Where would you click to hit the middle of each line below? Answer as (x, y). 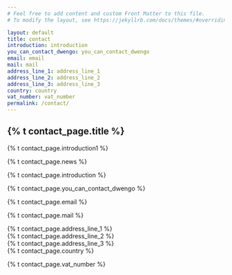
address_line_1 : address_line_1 (54, 71)
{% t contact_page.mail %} (46, 215)
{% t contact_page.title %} (66, 131)
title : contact (29, 39)
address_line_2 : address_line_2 (54, 78)
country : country (32, 91)
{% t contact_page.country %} (51, 251)
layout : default (30, 33)
